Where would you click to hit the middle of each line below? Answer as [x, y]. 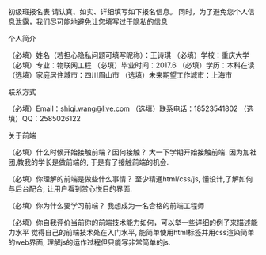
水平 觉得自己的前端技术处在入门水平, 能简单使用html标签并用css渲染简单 [135, 232]
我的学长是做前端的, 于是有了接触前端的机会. [97, 162]
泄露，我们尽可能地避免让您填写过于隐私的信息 [91, 21]
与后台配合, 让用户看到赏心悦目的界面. [70, 189]
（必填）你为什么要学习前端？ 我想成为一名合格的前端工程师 [106, 206]
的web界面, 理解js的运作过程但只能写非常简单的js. [89, 242]
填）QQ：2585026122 [45, 118]
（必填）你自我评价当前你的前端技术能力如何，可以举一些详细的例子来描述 [129, 223]
